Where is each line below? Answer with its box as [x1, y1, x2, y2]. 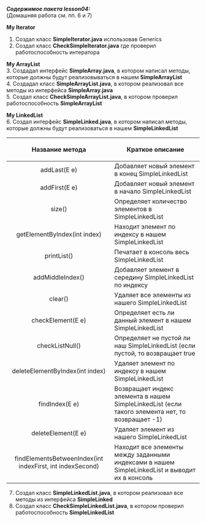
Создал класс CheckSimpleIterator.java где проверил [15, 42, 156, 49]
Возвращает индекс [114, 384, 174, 392]
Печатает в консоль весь [114, 248, 189, 256]
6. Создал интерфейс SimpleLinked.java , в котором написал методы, [6, 118, 188, 125]
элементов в [114, 205, 152, 213]
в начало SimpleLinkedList [114, 187, 192, 195]
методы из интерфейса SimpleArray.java [6, 87, 113, 94]
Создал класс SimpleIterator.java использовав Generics [15, 36, 162, 42]
